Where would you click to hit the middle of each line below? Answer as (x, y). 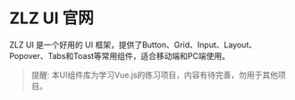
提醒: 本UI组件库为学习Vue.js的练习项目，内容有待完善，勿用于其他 (155, 75)
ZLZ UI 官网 (51, 18)
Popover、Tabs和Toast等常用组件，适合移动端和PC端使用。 (120, 55)
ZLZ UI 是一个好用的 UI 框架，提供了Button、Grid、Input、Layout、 (133, 45)
